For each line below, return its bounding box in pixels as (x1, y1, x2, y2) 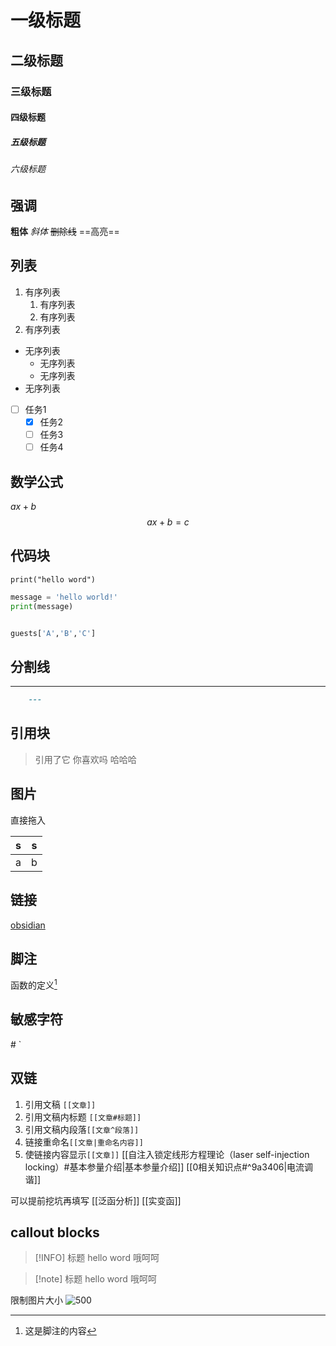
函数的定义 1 (10, 977, 58, 991)
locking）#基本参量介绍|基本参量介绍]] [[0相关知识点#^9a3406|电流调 (24, 1161, 314, 1173)
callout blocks (10, 1224, 100, 1241)
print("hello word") (10, 574, 97, 585)
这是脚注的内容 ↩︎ (24, 1325, 97, 1337)
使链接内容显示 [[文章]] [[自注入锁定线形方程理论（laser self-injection (24, 1148, 310, 1160)
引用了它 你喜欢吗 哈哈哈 (34, 753, 137, 765)
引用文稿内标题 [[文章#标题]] (24, 1111, 142, 1123)
